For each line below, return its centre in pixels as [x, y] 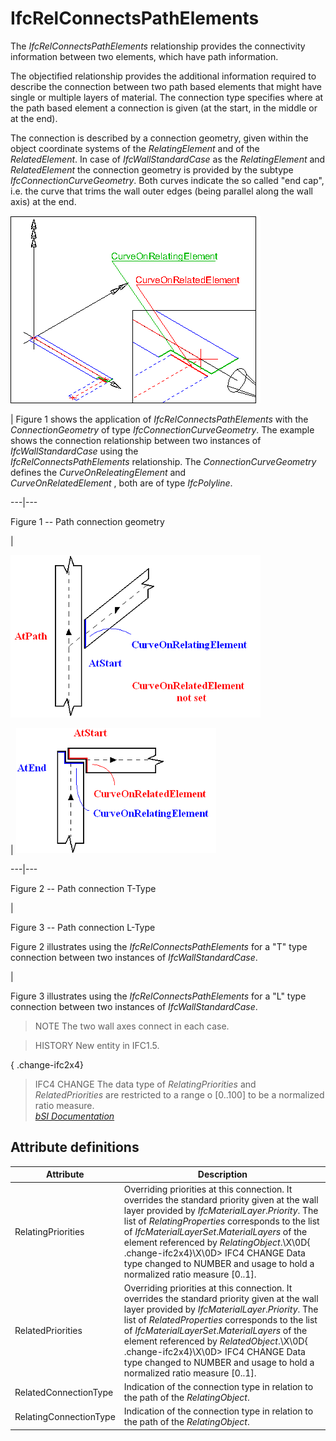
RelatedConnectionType [64, 1392]
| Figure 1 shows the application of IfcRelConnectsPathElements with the [159, 419]
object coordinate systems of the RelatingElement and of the [135, 148]
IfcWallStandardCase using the [74, 451]
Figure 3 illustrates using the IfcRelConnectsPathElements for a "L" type [158, 996]
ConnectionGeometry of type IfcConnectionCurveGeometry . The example [162, 429]
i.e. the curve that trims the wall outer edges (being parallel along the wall [161, 191]
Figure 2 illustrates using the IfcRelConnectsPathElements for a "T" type [159, 946]
